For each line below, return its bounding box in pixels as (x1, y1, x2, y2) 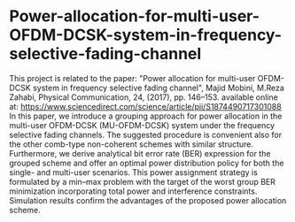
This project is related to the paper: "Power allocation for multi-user (9, 73, 256, 83)
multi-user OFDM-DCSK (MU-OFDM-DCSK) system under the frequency (9, 119, 276, 130)
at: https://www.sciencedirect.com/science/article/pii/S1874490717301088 (9, 101, 282, 111)
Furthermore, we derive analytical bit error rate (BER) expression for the (9, 148, 271, 158)
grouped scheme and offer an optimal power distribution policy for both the (9, 157, 284, 168)
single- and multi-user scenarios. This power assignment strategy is (9, 166, 259, 178)
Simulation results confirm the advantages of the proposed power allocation (9, 195, 287, 205)
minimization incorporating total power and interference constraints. (9, 186, 258, 196)
